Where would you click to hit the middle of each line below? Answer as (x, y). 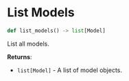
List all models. (28, 44)
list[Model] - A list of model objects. (69, 70)
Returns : (20, 56)
